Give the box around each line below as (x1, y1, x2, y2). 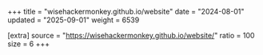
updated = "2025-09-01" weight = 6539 (7, 15, 140, 25)
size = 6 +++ (7, 39, 50, 49)
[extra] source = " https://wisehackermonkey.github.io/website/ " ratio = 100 (7, 31, 255, 40)
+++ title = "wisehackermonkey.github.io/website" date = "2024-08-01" (7, 7, 245, 16)
